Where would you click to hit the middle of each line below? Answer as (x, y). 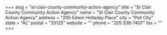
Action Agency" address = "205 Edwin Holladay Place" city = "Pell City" (79, 17)
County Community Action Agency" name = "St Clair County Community (80, 12)
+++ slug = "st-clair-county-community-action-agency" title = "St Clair (78, 7)
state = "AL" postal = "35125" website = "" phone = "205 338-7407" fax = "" (84, 23)
